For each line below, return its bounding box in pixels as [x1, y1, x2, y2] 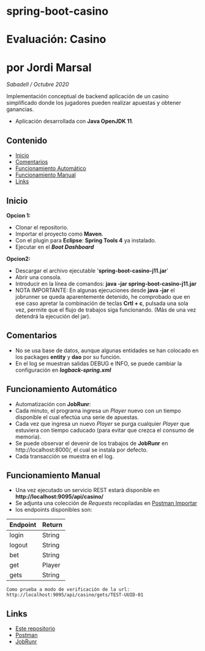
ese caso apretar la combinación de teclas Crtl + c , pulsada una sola [15, 299, 188, 307]
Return [42, 520, 63, 529]
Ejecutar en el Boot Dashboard [15, 243, 94, 250]
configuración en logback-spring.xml [15, 366, 111, 374]
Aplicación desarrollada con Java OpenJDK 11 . [15, 118, 133, 125]
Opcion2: [6, 255, 31, 262]
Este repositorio [15, 625, 56, 633]
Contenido [6, 135, 48, 145]
